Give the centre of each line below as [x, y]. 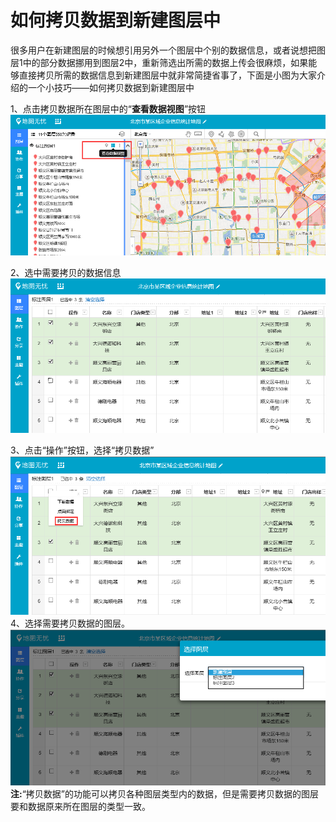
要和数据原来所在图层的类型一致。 [80, 807]
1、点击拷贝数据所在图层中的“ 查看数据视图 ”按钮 [108, 108]
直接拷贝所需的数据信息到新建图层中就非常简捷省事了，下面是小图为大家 [167, 75]
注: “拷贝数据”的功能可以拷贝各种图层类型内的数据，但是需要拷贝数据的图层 [165, 794]
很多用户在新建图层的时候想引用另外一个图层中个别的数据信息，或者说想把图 [168, 50]
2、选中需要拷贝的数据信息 [66, 273]
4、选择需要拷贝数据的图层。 [70, 623]
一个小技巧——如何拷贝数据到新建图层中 [111, 87]
